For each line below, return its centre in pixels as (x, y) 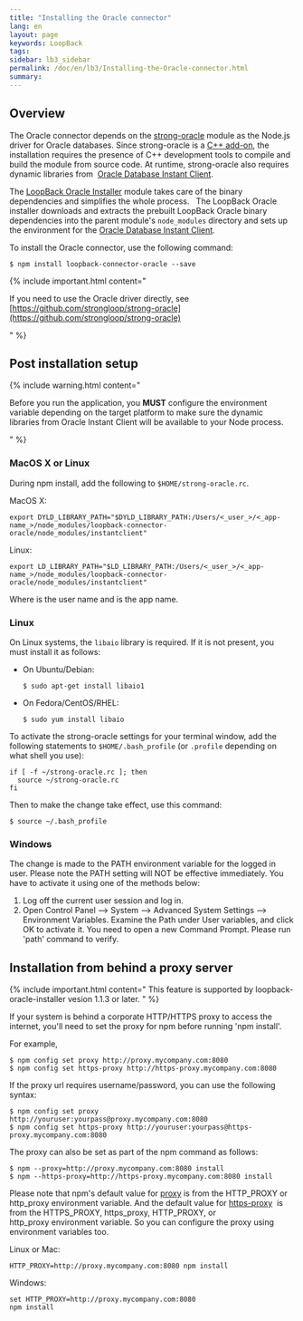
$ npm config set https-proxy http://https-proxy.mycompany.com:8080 (143, 1069)
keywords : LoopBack (46, 43)
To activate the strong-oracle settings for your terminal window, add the (143, 736)
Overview (38, 114)
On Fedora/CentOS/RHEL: (71, 702)
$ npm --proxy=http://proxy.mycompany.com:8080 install (117, 1169)
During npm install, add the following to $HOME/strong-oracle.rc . (129, 483)
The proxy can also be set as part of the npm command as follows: (134, 1152)
